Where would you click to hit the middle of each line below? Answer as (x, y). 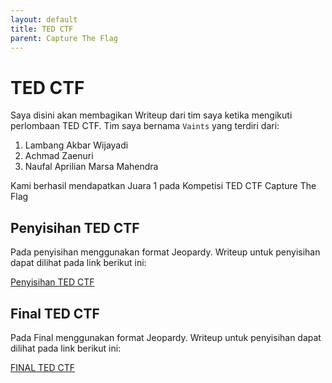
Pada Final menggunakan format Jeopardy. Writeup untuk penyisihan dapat (166, 337)
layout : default (44, 19)
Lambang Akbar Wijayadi (76, 145)
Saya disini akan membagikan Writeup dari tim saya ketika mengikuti (151, 115)
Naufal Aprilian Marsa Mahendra (91, 167)
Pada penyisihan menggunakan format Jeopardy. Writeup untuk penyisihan (165, 252)
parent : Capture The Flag (64, 38)
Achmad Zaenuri (59, 156)
